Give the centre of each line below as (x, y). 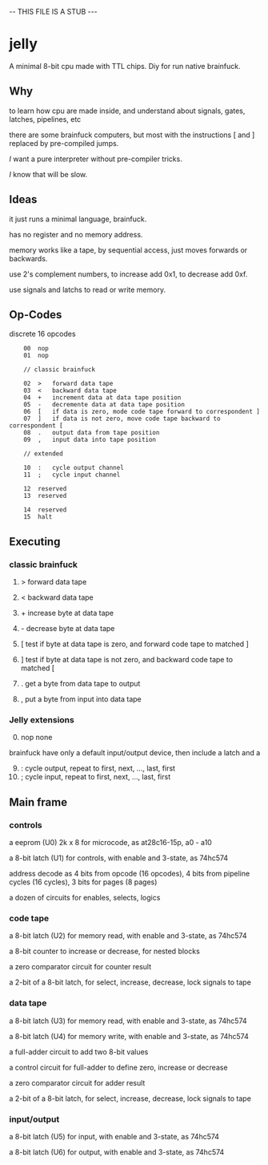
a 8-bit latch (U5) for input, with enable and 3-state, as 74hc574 (114, 1136)
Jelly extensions (42, 719)
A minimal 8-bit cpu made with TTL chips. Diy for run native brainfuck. (125, 66)
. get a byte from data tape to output (80, 684)
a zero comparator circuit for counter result (80, 967)
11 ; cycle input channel (72, 475)
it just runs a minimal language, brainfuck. (78, 219)
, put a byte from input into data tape (81, 699)
